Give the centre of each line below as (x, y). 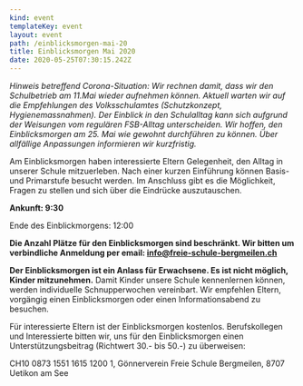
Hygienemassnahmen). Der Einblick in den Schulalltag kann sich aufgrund (149, 115)
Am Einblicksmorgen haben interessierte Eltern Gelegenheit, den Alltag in (147, 161)
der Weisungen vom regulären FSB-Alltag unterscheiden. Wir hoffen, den (146, 124)
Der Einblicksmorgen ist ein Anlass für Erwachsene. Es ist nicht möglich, (149, 270)
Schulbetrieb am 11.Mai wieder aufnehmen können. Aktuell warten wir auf (147, 95)
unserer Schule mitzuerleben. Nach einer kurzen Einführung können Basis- (150, 171)
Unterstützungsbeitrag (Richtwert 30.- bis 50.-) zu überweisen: (128, 346)
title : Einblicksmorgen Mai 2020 (73, 52)
